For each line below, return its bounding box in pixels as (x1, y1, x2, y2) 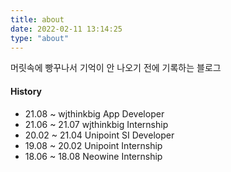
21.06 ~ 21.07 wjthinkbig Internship (24, 118, 169, 130)
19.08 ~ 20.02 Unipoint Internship (24, 139, 163, 151)
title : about (10, 14, 65, 25)
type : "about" (10, 33, 70, 43)
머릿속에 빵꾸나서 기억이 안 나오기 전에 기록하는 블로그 (10, 62, 222, 74)
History (10, 85, 43, 97)
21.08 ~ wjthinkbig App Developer (24, 107, 165, 120)
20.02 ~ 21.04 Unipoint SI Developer (24, 129, 175, 141)
